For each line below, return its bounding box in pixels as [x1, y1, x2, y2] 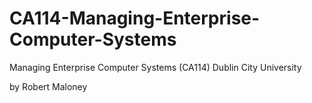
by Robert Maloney [9, 80, 88, 92]
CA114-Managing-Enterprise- [9, 7, 261, 30]
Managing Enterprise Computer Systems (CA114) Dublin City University [9, 61, 302, 73]
